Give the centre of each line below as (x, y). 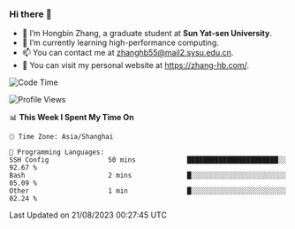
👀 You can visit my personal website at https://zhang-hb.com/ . (136, 65)
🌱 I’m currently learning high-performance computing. (120, 42)
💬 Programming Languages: (57, 153)
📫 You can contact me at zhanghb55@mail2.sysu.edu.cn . (128, 53)
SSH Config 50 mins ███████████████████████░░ (148, 160)
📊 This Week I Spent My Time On (72, 118)
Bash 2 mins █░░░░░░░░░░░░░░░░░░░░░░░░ (148, 176)
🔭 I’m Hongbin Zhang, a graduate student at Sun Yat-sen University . (147, 34)
